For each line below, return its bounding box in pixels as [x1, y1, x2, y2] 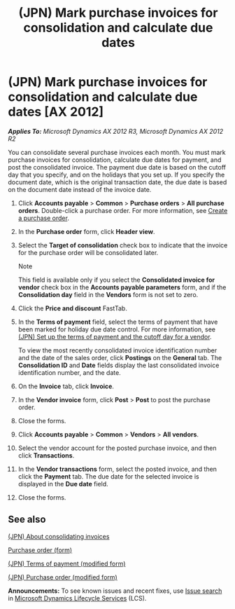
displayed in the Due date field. [17, 479, 109, 488]
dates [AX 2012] [8, 104, 104, 120]
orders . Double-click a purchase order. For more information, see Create [17, 206, 228, 214]
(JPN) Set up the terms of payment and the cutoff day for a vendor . [17, 332, 212, 341]
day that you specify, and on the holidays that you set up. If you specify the [8, 170, 225, 179]
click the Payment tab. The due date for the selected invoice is [17, 472, 199, 481]
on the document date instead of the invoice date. [8, 185, 152, 193]
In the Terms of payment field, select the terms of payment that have [17, 317, 218, 326]
